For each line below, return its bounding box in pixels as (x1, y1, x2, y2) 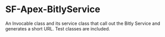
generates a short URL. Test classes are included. (5, 25, 110, 31)
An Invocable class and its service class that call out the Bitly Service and (5, 20, 160, 26)
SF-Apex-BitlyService (5, 4, 100, 15)
